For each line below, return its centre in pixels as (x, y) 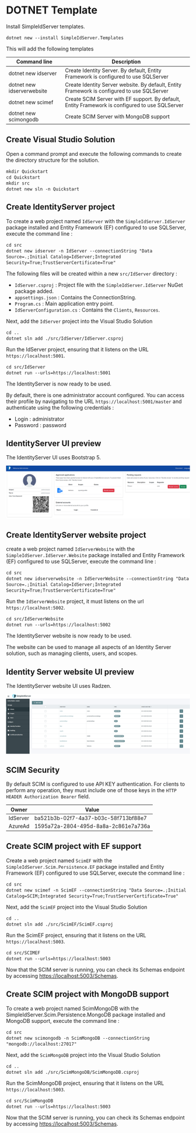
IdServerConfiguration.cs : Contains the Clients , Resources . (87, 310)
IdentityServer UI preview (54, 443)
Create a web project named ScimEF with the (59, 860)
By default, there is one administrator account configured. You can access (95, 395)
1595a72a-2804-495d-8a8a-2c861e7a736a (92, 826)
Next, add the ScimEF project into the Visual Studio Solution (77, 907)
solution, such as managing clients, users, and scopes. (72, 653)
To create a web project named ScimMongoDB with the (72, 1008)
